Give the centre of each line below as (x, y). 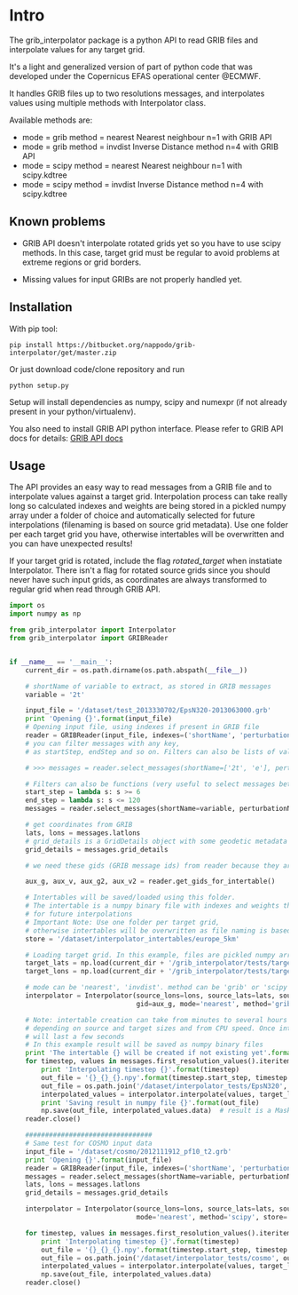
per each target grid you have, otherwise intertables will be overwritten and (147, 535)
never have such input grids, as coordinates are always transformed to (138, 580)
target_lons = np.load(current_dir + (95, 972)
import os (27, 606)
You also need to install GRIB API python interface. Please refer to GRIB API (146, 428)
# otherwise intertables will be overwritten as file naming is (146, 930)
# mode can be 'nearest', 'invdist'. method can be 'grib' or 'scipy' (158, 988)
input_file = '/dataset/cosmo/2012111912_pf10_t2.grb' (129, 1151)
